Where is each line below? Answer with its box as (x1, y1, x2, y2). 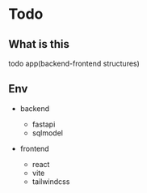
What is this (8, 37, 70, 51)
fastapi (31, 119, 56, 129)
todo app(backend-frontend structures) (8, 58, 140, 68)
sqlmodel (31, 127, 63, 138)
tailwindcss (31, 176, 70, 187)
